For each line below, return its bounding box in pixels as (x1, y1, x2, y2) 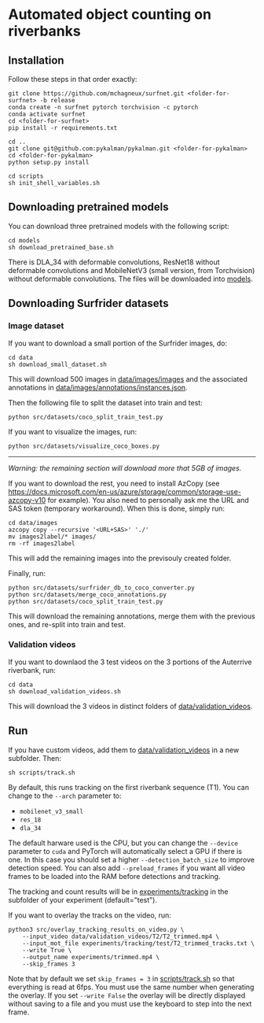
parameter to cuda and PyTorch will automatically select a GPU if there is (8, 846, 242, 855)
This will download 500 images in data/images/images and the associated (8, 374, 247, 383)
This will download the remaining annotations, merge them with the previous (8, 611, 255, 621)
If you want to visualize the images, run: (8, 427, 137, 436)
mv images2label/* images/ (8, 533, 97, 541)
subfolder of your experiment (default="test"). (8, 895, 157, 904)
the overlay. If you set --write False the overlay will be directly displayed (8, 990, 246, 1000)
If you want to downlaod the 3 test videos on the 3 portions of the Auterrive (8, 657, 252, 667)
